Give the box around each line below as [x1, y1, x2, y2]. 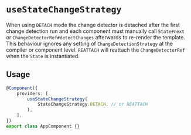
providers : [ [16, 90, 49, 96]
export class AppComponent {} [6, 123, 80, 129]
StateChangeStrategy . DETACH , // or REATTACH [37, 102, 148, 107]
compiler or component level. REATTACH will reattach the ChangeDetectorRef [6, 46, 186, 53]
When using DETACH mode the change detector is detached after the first [6, 21, 180, 28]
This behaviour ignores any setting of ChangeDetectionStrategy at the [6, 40, 173, 47]
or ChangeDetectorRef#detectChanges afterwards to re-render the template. [6, 33, 186, 41]
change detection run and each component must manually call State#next [6, 28, 185, 35]
